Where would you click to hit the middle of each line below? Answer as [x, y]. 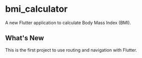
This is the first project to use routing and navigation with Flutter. [71, 50]
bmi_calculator [36, 9]
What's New [25, 38]
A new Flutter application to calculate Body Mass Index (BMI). [68, 23]
